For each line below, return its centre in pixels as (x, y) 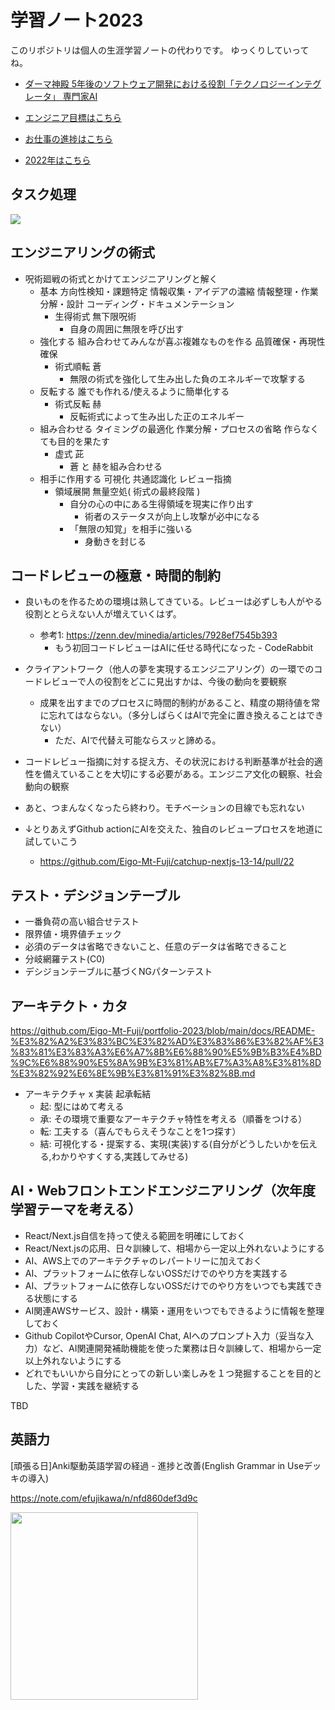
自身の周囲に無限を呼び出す (127, 328)
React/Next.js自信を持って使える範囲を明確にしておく (135, 1235)
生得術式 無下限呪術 (95, 316)
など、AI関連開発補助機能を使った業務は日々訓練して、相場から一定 (182, 1348)
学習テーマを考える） (76, 1209)
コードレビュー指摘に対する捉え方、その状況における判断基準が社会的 (169, 762)
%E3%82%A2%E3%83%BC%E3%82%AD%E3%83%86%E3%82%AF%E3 (167, 1041)
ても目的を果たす (74, 441)
